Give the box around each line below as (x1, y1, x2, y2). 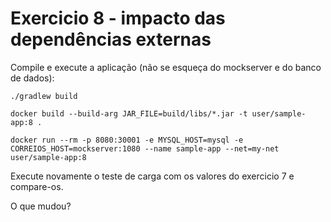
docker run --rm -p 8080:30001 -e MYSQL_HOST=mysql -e (10, 135, 244, 145)
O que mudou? (10, 200, 72, 212)
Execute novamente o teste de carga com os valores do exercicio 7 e (10, 170, 295, 182)
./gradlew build (10, 91, 78, 101)
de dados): (10, 72, 55, 84)
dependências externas (10, 28, 212, 51)
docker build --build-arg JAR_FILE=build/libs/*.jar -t (10, 108, 248, 119)
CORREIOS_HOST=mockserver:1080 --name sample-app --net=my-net (10, 143, 280, 154)
